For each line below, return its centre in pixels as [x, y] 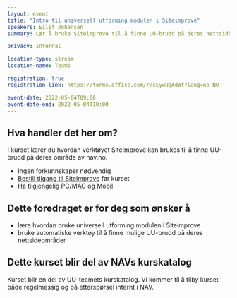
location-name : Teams [39, 66]
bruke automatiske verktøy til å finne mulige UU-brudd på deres [110, 233]
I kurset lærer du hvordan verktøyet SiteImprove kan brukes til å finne [108, 150]
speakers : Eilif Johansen [45, 27]
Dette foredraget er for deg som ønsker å [99, 208]
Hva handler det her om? [63, 132]
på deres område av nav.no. [67, 157]
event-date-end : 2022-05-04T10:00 [58, 104]
